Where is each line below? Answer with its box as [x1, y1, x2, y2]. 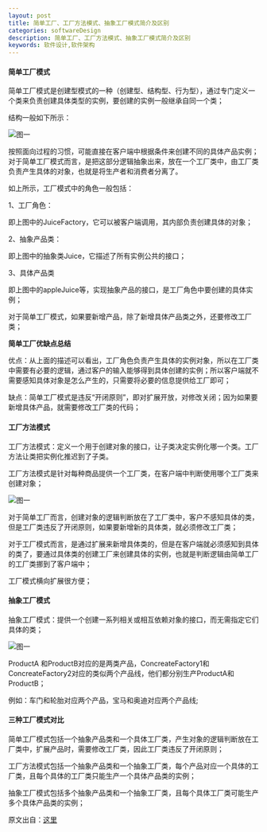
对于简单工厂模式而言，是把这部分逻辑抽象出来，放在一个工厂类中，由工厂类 [8, 157, 259, 166]
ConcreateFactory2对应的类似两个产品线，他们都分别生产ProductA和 [8, 668, 234, 678]
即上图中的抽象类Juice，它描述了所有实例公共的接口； [8, 252, 187, 261]
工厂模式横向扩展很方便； [8, 576, 92, 585]
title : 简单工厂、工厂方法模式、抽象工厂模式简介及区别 [8, 19, 169, 27]
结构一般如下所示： [8, 113, 72, 123]
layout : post [8, 11, 52, 20]
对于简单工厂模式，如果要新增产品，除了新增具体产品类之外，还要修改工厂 [8, 312, 252, 322]
